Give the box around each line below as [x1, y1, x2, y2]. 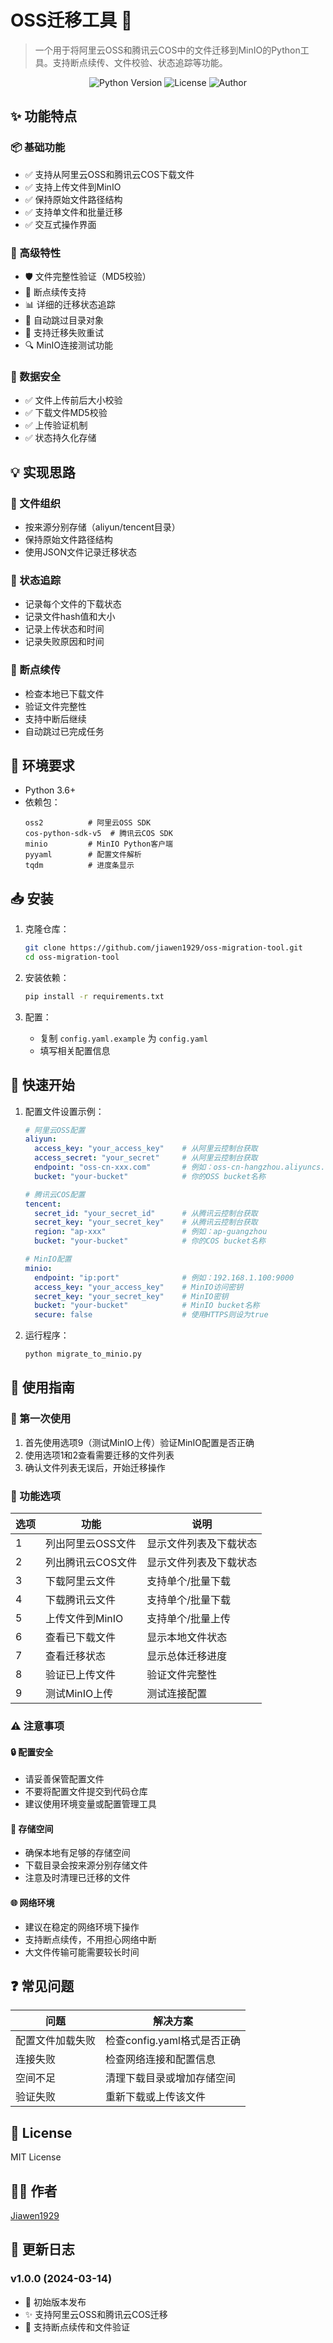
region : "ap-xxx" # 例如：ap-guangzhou [34, 1227, 268, 1237]
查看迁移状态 [45, 1649, 107, 1663]
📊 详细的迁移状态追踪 [24, 298, 116, 310]
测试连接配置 [146, 1687, 208, 1701]
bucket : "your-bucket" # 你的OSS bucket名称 [34, 1171, 266, 1181]
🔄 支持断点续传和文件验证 [24, 2321, 130, 2333]
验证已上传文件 [45, 1668, 117, 1682]
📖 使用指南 [10, 1379, 75, 1396]
